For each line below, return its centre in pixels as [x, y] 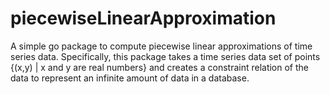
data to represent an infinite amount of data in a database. [130, 78]
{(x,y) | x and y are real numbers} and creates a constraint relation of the [159, 67]
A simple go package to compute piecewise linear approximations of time [161, 46]
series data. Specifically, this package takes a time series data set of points [165, 56]
